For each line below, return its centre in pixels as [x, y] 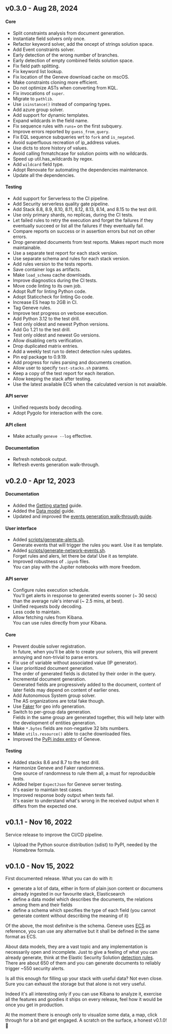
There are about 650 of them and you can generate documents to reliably [83, 963]
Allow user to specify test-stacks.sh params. [61, 368]
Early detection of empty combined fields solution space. [73, 60]
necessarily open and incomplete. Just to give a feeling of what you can [81, 952]
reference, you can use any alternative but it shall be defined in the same [82, 931]
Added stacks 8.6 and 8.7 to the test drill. [56, 762]
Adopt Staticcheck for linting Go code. [53, 297]
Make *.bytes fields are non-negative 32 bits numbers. [71, 728]
